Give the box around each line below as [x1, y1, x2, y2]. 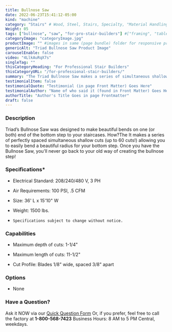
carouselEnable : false [5, 50, 54, 55]
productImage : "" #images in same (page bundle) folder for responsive [5, 41, 161, 46]
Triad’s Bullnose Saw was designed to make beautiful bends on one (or [5, 126, 155, 132]
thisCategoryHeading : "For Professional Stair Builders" [5, 64, 130, 69]
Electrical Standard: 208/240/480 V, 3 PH [12, 177, 101, 184]
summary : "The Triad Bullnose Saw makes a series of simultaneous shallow [5, 74, 168, 79]
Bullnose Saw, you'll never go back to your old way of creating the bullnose [5, 148, 164, 154]
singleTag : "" [5, 60, 36, 65]
